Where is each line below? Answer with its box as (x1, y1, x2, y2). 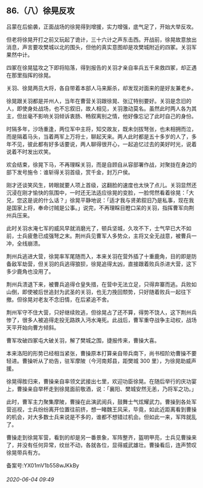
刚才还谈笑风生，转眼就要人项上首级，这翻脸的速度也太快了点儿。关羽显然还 (6, 181, 197, 189)
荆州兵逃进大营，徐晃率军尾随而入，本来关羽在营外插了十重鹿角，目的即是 (6, 252, 192, 259)
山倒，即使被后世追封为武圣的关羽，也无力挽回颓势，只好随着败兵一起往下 (6, 288, 192, 295)
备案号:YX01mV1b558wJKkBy (6, 461, 80, 469)
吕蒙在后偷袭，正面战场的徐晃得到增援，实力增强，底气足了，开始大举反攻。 (6, 23, 197, 30)
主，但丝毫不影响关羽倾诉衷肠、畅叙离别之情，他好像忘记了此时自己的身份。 (6, 112, 197, 119)
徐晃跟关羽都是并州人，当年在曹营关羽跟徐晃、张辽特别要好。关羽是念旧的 (6, 97, 192, 104)
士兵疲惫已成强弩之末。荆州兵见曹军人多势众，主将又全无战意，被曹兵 (16, 232, 192, 239)
